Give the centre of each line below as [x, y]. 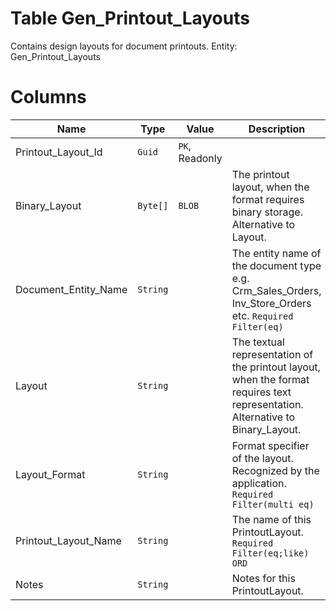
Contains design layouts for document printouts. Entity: [124, 46]
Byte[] [153, 205]
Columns [48, 97]
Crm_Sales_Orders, [276, 290]
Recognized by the [275, 470]
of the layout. [262, 458]
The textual [258, 342]
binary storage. [267, 212]
